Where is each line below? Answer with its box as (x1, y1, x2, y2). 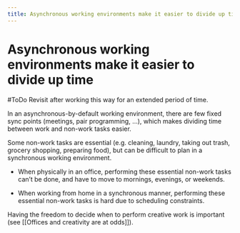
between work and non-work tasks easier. (7, 124, 132, 133)
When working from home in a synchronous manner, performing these (17, 189, 226, 197)
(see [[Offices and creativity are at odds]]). (7, 217, 134, 226)
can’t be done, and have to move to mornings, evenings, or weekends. (17, 174, 225, 183)
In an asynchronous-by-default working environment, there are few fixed (7, 109, 222, 118)
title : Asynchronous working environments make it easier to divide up (7, 10, 225, 18)
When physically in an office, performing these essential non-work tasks (17, 167, 232, 176)
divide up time (7, 71, 94, 88)
